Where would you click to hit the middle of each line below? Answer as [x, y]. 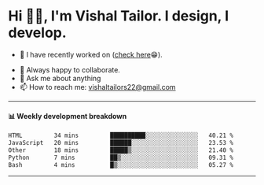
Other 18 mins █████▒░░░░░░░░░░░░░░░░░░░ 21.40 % [121, 150]
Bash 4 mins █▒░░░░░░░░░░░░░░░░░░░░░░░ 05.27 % [121, 165]
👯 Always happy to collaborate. [70, 69]
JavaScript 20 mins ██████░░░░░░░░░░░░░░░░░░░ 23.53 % [121, 143]
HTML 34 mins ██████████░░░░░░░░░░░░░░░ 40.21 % [121, 136]
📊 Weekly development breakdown [68, 116]
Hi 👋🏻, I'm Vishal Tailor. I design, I [119, 16]
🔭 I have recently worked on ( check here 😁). [91, 54]
